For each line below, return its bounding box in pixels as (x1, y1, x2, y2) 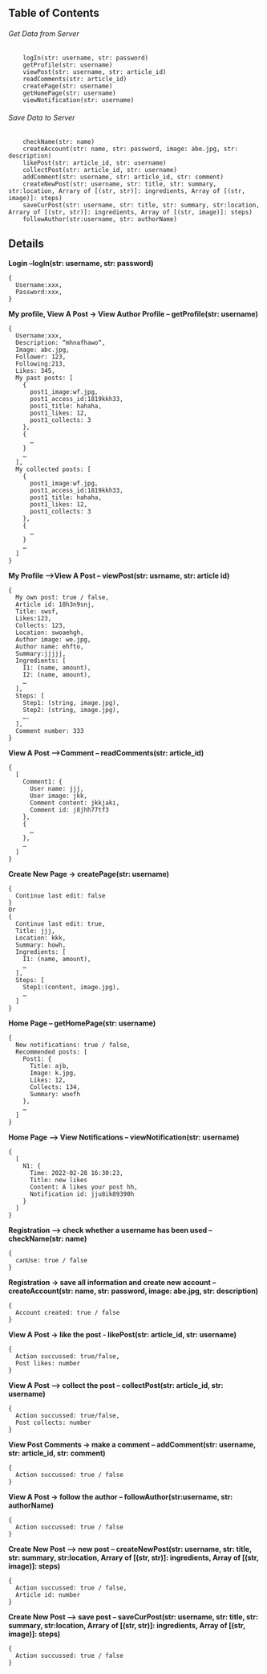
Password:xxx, (15, 288, 63, 296)
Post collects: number (15, 1418, 91, 1426)
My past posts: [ (15, 374, 74, 382)
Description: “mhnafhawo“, (15, 338, 106, 346)
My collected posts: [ (15, 465, 91, 473)
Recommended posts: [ (15, 1048, 88, 1056)
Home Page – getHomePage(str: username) (8, 1018, 156, 1028)
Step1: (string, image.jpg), (22, 698, 120, 706)
